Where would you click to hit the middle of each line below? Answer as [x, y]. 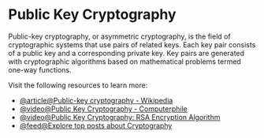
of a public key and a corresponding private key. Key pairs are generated [126, 53]
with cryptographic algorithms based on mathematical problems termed [125, 62]
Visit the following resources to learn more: [78, 85]
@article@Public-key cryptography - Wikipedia [96, 100]
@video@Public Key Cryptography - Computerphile [103, 109]
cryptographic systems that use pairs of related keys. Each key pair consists [132, 44]
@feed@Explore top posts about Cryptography [96, 125]
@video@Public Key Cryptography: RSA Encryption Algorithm [120, 117]
